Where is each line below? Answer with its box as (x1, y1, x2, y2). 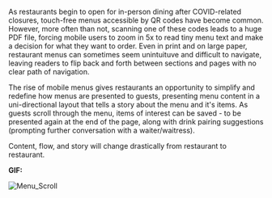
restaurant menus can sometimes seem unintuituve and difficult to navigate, (8, 50, 261, 59)
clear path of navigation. (8, 67, 90, 76)
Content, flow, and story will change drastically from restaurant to (8, 141, 227, 150)
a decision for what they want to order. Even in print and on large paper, (8, 41, 248, 51)
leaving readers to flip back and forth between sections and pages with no (8, 58, 257, 68)
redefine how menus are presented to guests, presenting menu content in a (8, 91, 261, 100)
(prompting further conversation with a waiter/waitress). (8, 125, 196, 135)
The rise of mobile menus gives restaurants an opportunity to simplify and (8, 82, 255, 92)
